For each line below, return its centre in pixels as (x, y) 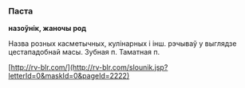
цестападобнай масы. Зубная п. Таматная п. (84, 52)
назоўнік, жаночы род (47, 29)
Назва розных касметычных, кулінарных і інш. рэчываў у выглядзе (122, 44)
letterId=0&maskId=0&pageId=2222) (69, 76)
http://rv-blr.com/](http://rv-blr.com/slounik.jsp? (89, 67)
